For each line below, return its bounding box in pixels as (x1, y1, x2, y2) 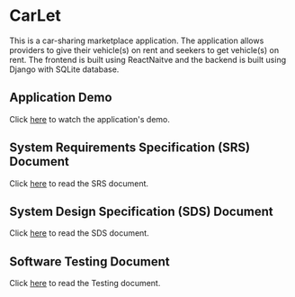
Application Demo (9, 90, 112, 105)
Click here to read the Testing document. (9, 278, 161, 289)
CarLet (9, 5, 61, 26)
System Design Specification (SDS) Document (9, 203, 273, 219)
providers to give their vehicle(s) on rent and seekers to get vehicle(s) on (9, 44, 280, 55)
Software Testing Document (9, 254, 171, 269)
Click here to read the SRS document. (9, 177, 149, 189)
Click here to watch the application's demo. (9, 113, 171, 124)
